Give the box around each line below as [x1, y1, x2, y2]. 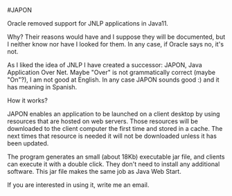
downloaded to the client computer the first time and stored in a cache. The [7, 125, 223, 132]
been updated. [7, 139, 49, 148]
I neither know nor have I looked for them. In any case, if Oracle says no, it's [7, 40, 224, 48]
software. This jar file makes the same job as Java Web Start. [7, 168, 181, 175]
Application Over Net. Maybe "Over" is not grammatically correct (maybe [7, 69, 216, 76]
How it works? [7, 96, 48, 105]
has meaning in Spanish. [7, 83, 78, 91]
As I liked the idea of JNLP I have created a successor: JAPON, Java [7, 61, 202, 69]
